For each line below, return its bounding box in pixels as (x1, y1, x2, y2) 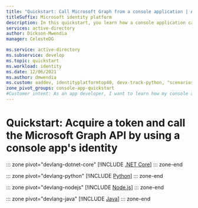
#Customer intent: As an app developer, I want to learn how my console (6, 91, 189, 97)
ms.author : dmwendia (6, 74, 57, 80)
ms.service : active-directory (6, 47, 81, 53)
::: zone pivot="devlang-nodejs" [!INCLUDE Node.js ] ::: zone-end (6, 184, 164, 191)
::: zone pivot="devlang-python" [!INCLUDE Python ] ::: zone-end (6, 172, 163, 179)
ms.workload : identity (6, 63, 62, 69)
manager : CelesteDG (6, 36, 54, 42)
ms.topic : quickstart (6, 57, 60, 64)
